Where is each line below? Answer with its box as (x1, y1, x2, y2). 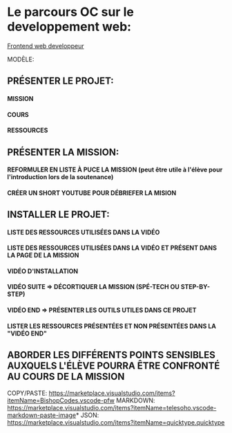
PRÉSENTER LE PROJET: (7, 75, 114, 87)
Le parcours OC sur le (7, 4, 135, 20)
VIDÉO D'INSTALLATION (7, 267, 78, 275)
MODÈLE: (7, 55, 35, 63)
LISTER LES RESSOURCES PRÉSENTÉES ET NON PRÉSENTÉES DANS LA (7, 322, 216, 330)
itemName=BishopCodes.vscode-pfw (7, 396, 115, 405)
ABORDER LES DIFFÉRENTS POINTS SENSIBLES (7, 349, 215, 361)
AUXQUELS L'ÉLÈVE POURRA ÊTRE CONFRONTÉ (7, 360, 220, 372)
